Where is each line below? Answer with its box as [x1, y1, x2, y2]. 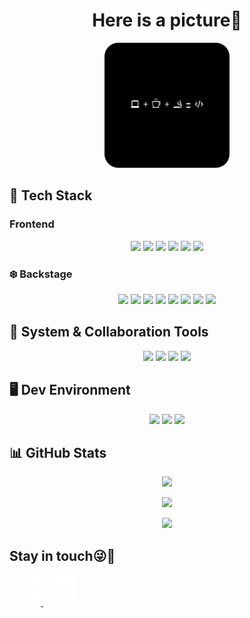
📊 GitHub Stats [9, 444, 107, 461]
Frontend [9, 217, 55, 231]
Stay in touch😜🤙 [9, 547, 116, 564]
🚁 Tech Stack [9, 187, 93, 204]
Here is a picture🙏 [92, 9, 242, 32]
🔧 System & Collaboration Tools [9, 324, 209, 341]
